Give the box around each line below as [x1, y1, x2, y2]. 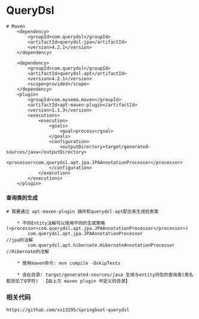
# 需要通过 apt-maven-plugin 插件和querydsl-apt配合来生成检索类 [6, 209, 159, 215]
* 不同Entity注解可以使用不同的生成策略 [17, 220, 106, 226]
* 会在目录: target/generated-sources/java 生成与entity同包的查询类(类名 [17, 272, 194, 278]
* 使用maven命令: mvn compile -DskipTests [17, 260, 121, 266]
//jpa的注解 [6, 237, 33, 243]
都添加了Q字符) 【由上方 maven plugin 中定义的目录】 [6, 278, 130, 284]
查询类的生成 [6, 194, 38, 201]
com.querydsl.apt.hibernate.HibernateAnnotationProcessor [27, 242, 175, 248]
